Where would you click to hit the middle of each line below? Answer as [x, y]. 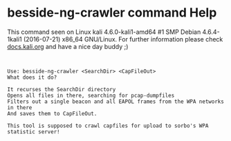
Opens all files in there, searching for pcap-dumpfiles [91, 95]
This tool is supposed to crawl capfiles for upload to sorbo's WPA [108, 126]
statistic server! [34, 132]
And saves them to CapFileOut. [52, 113]
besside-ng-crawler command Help [112, 13]
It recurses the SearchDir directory [62, 89]
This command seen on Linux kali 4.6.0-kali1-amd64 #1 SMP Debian [104, 32]
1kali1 [15, 39]
